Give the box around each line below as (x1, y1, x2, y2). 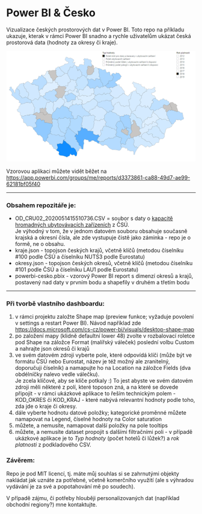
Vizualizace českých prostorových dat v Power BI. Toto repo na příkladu (6, 26, 185, 33)
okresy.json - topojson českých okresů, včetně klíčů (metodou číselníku (14, 260, 193, 267)
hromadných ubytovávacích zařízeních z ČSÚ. (14, 221, 129, 228)
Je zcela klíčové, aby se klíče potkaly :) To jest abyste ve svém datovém (14, 377, 194, 384)
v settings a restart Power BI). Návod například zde (14, 319, 141, 327)
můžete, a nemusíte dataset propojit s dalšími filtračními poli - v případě (14, 428, 193, 436)
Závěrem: (6, 456, 35, 465)
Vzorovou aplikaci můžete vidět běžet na (6, 168, 107, 175)
